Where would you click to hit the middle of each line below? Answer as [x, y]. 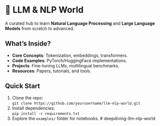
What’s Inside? [28, 44]
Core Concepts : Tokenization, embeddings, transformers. [70, 55]
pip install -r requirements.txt [46, 113]
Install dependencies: [33, 108]
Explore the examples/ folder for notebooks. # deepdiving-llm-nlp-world [84, 118]
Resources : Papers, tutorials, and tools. [52, 71]
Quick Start [23, 86]
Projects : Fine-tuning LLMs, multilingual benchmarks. [66, 65]
